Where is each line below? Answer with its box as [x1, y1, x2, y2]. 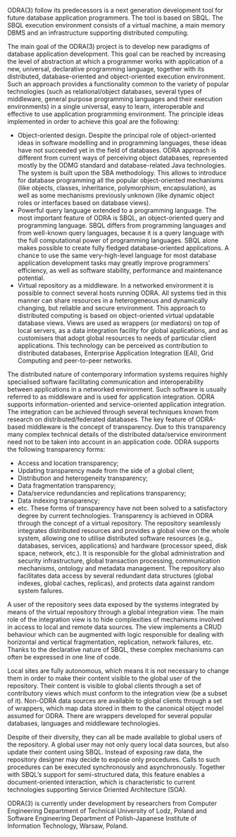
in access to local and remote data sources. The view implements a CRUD [7, 623, 222, 631]
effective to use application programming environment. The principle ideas [7, 110, 224, 118]
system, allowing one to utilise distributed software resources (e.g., [17, 534, 213, 542]
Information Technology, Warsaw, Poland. [7, 821, 128, 830]
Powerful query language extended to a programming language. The [17, 206, 217, 214]
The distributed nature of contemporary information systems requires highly [7, 370, 228, 378]
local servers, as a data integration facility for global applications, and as [17, 327, 228, 334]
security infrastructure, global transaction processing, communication [17, 556, 221, 565]
